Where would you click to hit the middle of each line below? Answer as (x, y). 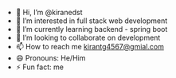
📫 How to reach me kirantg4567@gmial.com (90, 47)
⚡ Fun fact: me (39, 67)
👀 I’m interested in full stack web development (92, 21)
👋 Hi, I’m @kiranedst (49, 12)
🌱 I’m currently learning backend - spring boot (92, 29)
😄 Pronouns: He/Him (51, 58)
